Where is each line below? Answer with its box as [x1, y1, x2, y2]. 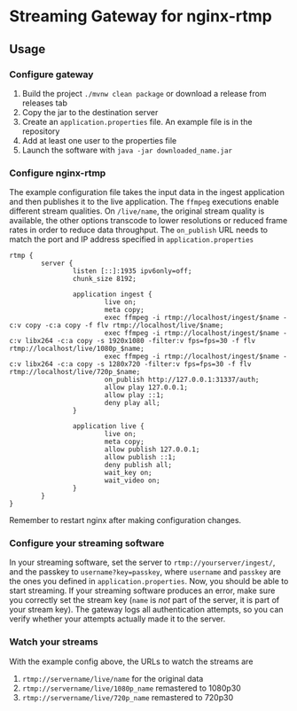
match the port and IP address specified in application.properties [9, 234, 254, 245]
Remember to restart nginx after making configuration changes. [9, 515, 242, 526]
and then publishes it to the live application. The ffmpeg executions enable [9, 197, 279, 207]
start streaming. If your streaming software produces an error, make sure [9, 585, 276, 596]
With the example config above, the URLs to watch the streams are [9, 656, 254, 667]
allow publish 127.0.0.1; [104, 445, 200, 454]
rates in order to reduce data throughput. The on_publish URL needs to [9, 224, 269, 236]
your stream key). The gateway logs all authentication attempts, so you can [9, 605, 284, 615]
